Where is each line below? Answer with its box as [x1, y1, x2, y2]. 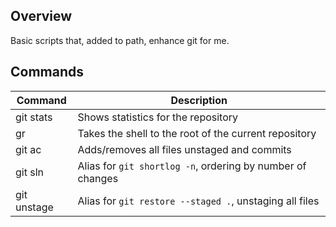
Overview [10, 8, 73, 25]
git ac [15, 142, 42, 156]
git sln [15, 165, 44, 179]
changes [77, 171, 119, 185]
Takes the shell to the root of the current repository [77, 126, 317, 140]
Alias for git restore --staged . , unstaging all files [77, 194, 320, 208]
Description [170, 93, 228, 107]
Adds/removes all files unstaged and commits [77, 142, 292, 156]
